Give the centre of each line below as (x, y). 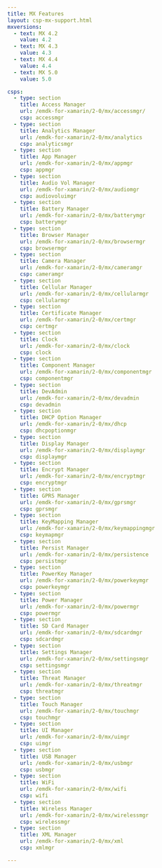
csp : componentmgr (47, 379)
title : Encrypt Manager (55, 470)
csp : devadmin (40, 405)
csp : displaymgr (44, 456)
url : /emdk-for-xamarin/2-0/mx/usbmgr (76, 763)
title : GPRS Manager (50, 496)
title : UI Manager (47, 731)
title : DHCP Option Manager (61, 418)
